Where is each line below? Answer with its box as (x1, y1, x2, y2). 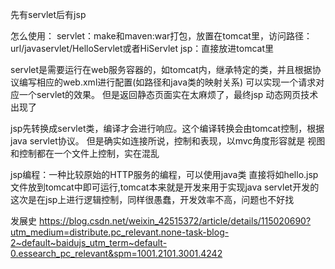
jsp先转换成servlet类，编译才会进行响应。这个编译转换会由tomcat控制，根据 (10, 123, 325, 134)
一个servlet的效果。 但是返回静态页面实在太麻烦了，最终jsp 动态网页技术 (18, 89, 319, 100)
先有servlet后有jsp (10, 9, 87, 20)
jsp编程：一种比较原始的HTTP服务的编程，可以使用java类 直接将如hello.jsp (10, 169, 319, 180)
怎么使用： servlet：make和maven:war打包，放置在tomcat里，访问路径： (10, 30, 313, 42)
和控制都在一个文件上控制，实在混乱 (10, 148, 160, 159)
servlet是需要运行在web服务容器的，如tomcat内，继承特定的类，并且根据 (10, 64, 313, 75)
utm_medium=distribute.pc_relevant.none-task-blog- (10, 226, 230, 238)
